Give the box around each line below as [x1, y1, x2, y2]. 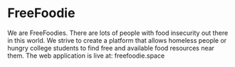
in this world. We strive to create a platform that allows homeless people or [7, 36, 227, 44]
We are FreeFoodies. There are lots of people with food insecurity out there [7, 29, 229, 37]
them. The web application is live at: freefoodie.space [7, 51, 165, 60]
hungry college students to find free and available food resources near [7, 43, 215, 52]
